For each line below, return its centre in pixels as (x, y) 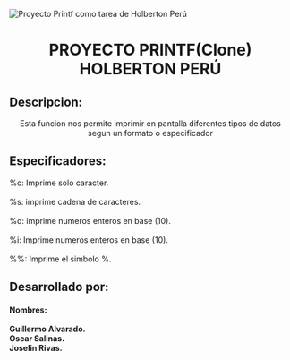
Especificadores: (58, 161)
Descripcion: (46, 102)
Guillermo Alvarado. (47, 329)
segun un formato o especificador (150, 133)
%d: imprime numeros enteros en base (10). (90, 220)
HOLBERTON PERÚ (150, 69)
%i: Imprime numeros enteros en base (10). (89, 240)
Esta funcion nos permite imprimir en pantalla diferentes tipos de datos (150, 124)
